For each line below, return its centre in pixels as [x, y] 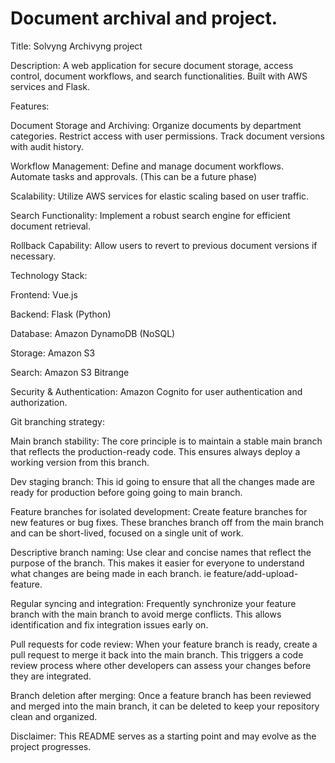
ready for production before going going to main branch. [126, 492]
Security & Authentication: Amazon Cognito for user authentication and [156, 391]
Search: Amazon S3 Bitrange [70, 372]
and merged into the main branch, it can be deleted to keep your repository [165, 706]
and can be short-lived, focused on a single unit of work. [127, 533]
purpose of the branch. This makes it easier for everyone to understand [157, 563]
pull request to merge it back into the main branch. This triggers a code [157, 654]
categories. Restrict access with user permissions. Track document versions [167, 136]
